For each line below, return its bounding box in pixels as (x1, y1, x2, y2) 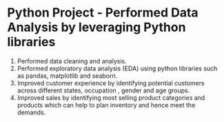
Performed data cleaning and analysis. (17, 57, 127, 65)
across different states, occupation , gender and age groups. (17, 86, 190, 94)
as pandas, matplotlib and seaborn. (17, 71, 118, 80)
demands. (17, 108, 46, 116)
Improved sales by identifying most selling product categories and (17, 93, 205, 101)
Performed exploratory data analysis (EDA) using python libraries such (17, 64, 218, 72)
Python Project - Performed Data (7, 5, 198, 21)
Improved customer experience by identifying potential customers (17, 79, 205, 87)
